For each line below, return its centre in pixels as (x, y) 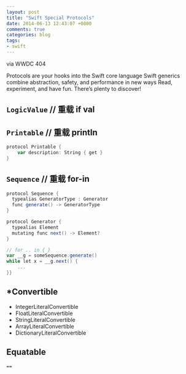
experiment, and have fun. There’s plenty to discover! (74, 88)
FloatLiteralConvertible (44, 313)
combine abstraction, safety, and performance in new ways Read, (90, 82)
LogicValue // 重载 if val (51, 110)
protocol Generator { (34, 222)
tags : (13, 41)
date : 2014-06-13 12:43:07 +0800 (49, 23)
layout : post (23, 12)
